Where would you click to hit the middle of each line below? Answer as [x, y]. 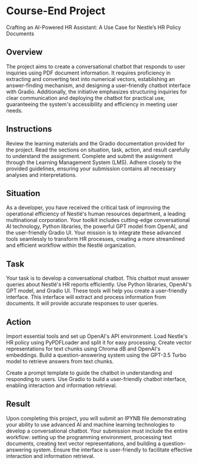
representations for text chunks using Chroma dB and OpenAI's [83, 349]
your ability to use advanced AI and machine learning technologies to [90, 424]
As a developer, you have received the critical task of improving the [88, 208]
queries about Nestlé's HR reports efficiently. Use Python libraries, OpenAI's [99, 285]
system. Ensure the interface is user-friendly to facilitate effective [113, 449]
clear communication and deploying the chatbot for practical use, [86, 98]
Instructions [29, 129]
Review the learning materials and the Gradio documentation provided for [95, 143]
